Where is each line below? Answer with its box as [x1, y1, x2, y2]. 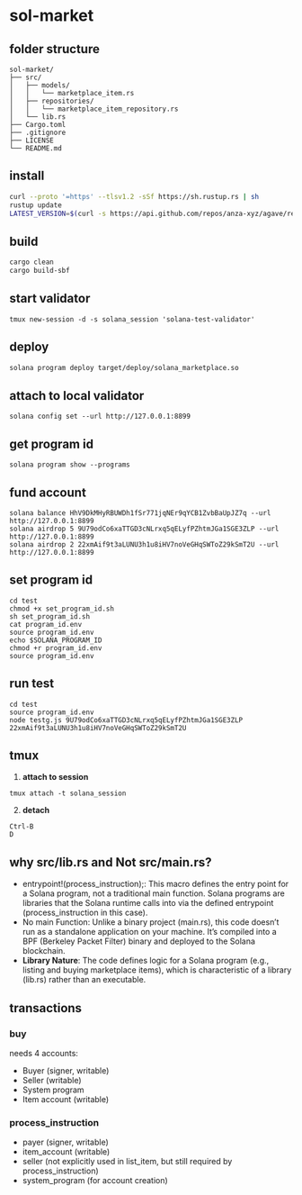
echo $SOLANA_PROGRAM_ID [9, 636, 102, 645]
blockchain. [22, 946, 66, 956]
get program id [9, 436, 94, 451]
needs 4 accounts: [9, 1047, 79, 1058]
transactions [9, 1000, 83, 1016]
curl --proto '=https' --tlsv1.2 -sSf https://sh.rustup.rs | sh [9, 192, 259, 201]
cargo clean [9, 258, 54, 267]
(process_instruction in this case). [22, 907, 148, 919]
